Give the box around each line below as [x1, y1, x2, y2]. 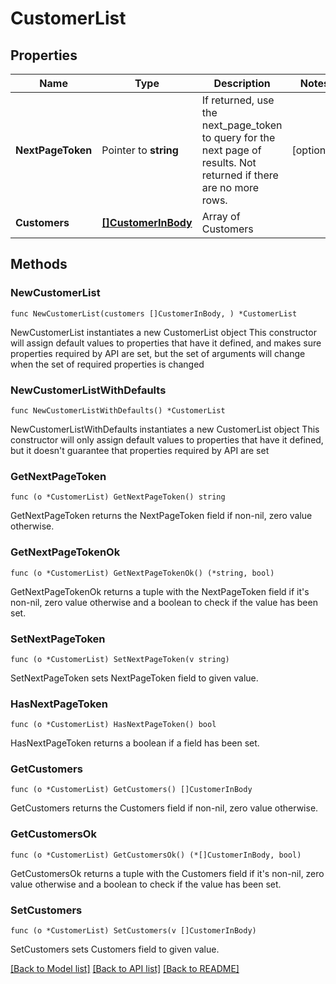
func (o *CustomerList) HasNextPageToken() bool [10, 720, 217, 730]
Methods [10, 256, 68, 273]
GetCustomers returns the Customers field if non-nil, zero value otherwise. [10, 802, 319, 814]
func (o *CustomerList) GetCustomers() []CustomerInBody [10, 785, 253, 795]
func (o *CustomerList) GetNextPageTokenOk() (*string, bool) [10, 568, 275, 578]
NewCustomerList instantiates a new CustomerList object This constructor [10, 326, 317, 338]
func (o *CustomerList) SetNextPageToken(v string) [10, 654, 230, 664]
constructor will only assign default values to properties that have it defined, [10, 433, 324, 446]
